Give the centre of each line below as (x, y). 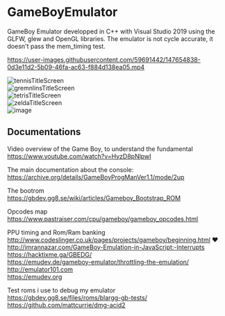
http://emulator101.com (40, 269)
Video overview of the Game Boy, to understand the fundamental (100, 149)
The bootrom (26, 190)
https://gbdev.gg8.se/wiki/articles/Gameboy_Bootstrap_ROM (94, 198)
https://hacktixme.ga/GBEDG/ (50, 254)
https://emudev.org (35, 276)
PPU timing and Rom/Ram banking (56, 232)
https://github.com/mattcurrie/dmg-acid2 (67, 305)
